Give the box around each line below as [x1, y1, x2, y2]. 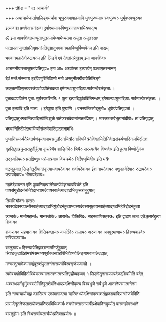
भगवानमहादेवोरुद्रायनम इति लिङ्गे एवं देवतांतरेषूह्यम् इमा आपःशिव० [5, 55, 107, 61]
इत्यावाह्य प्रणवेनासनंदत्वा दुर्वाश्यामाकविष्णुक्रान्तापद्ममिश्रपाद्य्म [5, 25, 98, 31]
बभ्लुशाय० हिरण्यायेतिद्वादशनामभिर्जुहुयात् [5, 245, 67, 250]
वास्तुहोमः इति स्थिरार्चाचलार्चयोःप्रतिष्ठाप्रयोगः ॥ [5, 311, 76, 317]
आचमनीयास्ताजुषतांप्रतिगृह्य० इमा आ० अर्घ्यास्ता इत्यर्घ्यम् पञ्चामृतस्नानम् [5, 66, 116, 71]
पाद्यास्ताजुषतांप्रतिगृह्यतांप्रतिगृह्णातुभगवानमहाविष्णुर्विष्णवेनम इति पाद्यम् [5, 45, 109, 51]
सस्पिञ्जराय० [5, 235, 27, 240]
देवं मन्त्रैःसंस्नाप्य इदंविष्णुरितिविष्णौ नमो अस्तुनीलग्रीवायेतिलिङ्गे [5, 76, 101, 81]
